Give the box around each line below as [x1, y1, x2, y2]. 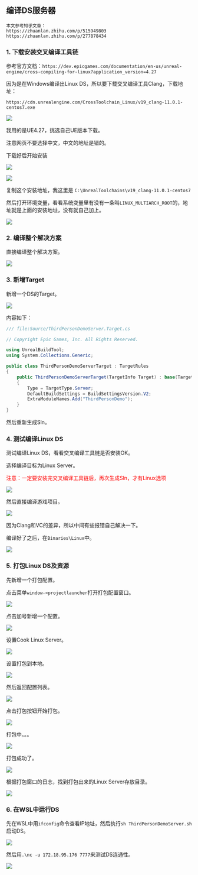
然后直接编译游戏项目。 [6, 498, 63, 505]
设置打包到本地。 [6, 660, 48, 667]
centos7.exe [6, 105, 35, 111]
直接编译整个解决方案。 [6, 248, 63, 255]
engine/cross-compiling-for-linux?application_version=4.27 [6, 69, 157, 75]
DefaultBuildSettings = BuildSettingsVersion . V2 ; [27, 391, 151, 397]
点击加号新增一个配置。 [6, 612, 63, 620]
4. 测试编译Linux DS [6, 435, 64, 443]
